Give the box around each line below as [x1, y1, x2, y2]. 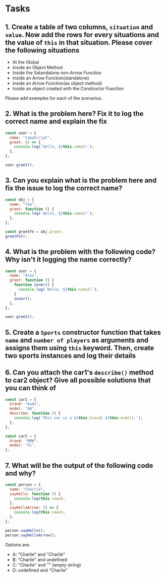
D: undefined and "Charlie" [12, 567, 68, 573]
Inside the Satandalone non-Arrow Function [12, 70, 102, 75]
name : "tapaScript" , [9, 135, 52, 140]
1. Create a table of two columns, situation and [5, 23, 153, 31]
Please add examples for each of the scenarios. [5, 95, 103, 101]
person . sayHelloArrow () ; [5, 532, 56, 538]
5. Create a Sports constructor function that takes [5, 328, 161, 337]
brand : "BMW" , [9, 438, 39, 443]
